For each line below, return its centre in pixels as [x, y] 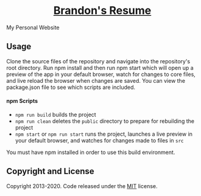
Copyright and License [50, 171]
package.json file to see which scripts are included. [71, 87]
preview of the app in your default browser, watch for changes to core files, [101, 74]
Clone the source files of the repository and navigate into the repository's [98, 61]
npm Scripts [22, 101]
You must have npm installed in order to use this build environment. [91, 152]
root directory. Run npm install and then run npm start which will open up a [100, 68]
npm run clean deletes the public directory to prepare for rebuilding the [105, 121]
